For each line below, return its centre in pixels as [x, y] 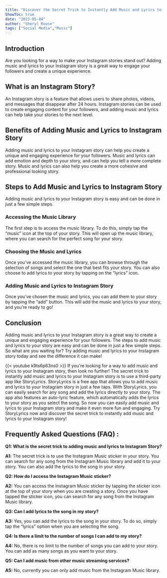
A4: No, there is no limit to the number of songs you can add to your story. [82, 546]
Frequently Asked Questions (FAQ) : [62, 434]
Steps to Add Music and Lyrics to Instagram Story [83, 187]
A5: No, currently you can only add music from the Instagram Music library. [83, 570]
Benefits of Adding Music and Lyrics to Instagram [83, 130]
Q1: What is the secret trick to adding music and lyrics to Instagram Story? [83, 446]
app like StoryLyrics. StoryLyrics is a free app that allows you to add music [82, 382]
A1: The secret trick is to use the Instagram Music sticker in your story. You [82, 456]
